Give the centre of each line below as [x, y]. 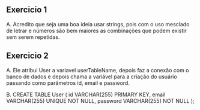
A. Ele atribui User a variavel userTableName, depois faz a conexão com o [98, 70]
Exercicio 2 [28, 56]
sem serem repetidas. [33, 37]
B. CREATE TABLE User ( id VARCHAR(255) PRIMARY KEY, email [86, 94]
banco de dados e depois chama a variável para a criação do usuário [92, 77]
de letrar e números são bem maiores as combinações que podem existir [97, 30]
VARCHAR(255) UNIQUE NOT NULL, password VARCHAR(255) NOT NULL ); [101, 100]
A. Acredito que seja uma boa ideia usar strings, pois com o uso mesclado [98, 24]
